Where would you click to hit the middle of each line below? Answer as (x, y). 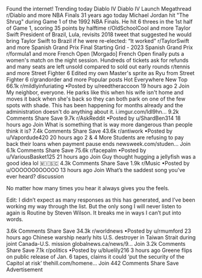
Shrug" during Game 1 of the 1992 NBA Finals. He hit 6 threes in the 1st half (99, 22)
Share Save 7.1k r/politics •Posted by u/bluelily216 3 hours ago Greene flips (99, 250)
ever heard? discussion (35, 176)
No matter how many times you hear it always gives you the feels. (88, 188)
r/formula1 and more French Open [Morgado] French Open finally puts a (95, 54)
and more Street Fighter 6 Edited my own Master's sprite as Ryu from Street (100, 73)
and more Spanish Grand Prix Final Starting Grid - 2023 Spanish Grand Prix (99, 47)
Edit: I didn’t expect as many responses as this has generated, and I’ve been (101, 200)
